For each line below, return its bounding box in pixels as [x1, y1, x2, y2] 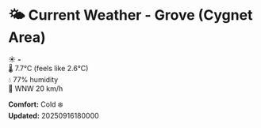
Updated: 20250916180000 [8, 111, 99, 120]
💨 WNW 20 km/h [8, 84, 63, 93]
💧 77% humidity [8, 74, 59, 84]
